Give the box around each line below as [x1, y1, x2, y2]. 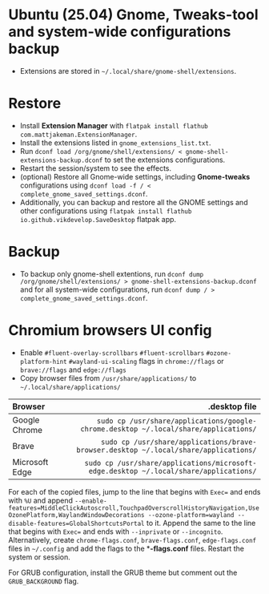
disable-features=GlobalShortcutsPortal [8, 519, 146, 527]
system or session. [8, 552, 70, 562]
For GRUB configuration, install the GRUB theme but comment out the [8, 568, 238, 577]
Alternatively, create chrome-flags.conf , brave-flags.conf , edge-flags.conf [8, 535, 257, 544]
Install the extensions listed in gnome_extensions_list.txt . [19, 138, 211, 147]
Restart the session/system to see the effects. [19, 163, 172, 173]
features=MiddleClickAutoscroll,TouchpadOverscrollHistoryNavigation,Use [8, 503, 260, 512]
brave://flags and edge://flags [19, 365, 126, 374]
